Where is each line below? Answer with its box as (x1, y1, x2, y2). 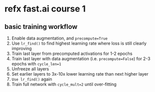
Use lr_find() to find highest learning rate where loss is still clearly (11, 40, 147, 46)
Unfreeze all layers (11, 66, 49, 72)
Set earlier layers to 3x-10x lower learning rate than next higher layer (11, 71, 149, 77)
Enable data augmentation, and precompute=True (11, 35, 108, 41)
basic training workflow (4, 23, 78, 31)
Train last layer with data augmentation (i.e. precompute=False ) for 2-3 (11, 56, 151, 61)
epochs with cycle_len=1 (11, 61, 62, 66)
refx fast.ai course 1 (4, 3, 86, 14)
